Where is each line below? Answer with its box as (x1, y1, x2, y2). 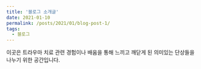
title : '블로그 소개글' (6, 8, 59, 15)
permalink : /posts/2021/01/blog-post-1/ (6, 20, 111, 26)
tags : (6, 25, 20, 32)
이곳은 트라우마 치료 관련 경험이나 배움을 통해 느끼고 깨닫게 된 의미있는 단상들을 (6, 49, 195, 56)
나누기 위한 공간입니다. (6, 56, 60, 64)
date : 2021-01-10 (6, 15, 51, 21)
